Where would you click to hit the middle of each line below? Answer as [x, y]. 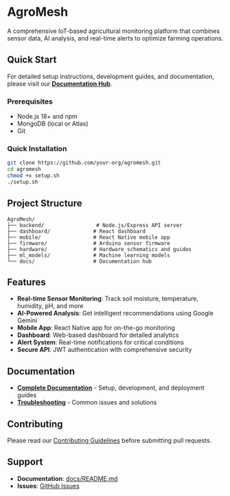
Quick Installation [37, 148]
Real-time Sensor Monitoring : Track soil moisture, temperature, [108, 298]
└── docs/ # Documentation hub [80, 261]
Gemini [27, 320]
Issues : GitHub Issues [48, 486]
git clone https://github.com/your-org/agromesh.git [84, 163]
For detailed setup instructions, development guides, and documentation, [111, 76]
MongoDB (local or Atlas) [53, 123]
